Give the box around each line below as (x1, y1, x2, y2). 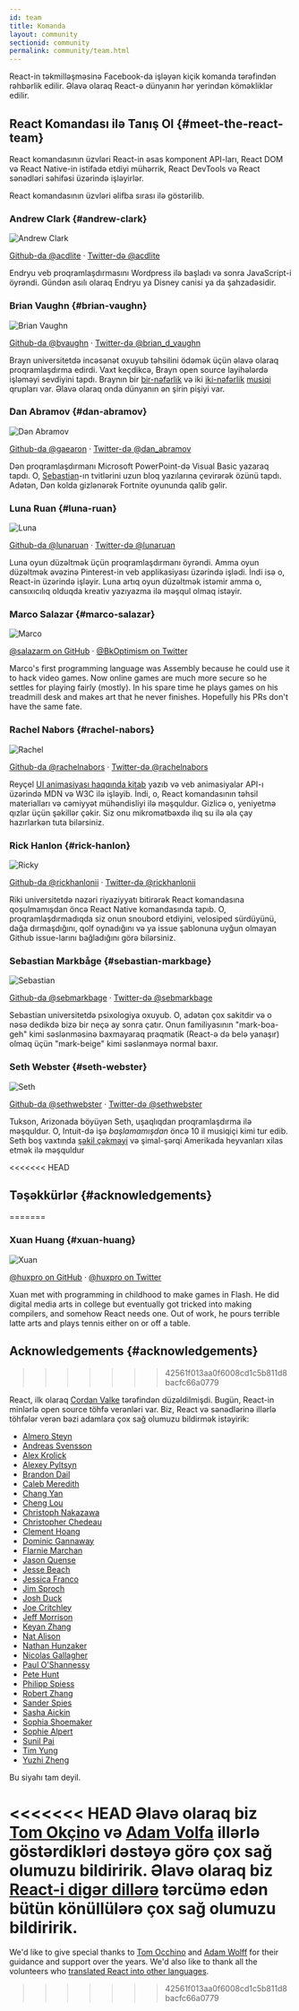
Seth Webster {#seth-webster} (9, 1061, 148, 1074)
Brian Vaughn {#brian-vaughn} (9, 299, 148, 312)
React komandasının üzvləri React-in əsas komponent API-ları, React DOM (9, 153, 284, 164)
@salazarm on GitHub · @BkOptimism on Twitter (9, 646, 188, 657)
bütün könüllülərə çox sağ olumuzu (9, 1898, 277, 1919)
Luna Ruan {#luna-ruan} (9, 502, 117, 514)
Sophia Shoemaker (21, 1716, 92, 1727)
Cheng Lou (21, 1497, 64, 1508)
